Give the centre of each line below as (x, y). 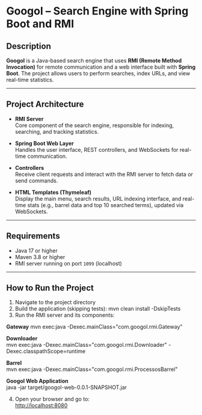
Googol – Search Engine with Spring (97, 11)
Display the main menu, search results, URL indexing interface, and (98, 198)
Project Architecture (45, 105)
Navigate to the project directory (55, 302)
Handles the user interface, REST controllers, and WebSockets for (96, 149)
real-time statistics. (30, 80)
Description (29, 46)
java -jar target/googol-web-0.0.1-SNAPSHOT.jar (67, 387)
